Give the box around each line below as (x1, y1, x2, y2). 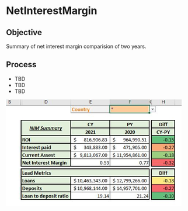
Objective (6, 27, 43, 37)
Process (6, 60, 37, 70)
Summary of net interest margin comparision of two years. (6, 43, 147, 50)
